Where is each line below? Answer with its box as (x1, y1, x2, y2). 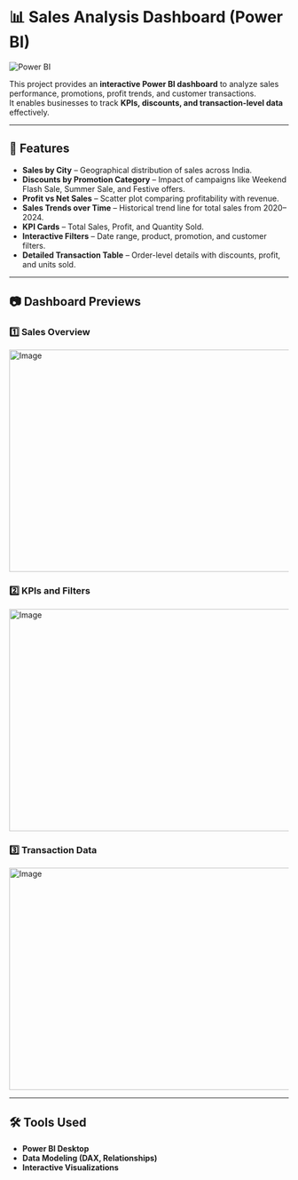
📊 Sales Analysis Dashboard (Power (9, 7, 284, 28)
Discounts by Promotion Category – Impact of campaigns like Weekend (21, 174, 286, 185)
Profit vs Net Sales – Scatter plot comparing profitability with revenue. (21, 193, 279, 203)
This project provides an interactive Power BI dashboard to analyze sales (9, 78, 279, 89)
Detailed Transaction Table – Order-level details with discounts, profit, (21, 250, 281, 260)
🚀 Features (9, 141, 70, 156)
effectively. (9, 107, 51, 117)
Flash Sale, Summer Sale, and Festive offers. (21, 183, 186, 194)
